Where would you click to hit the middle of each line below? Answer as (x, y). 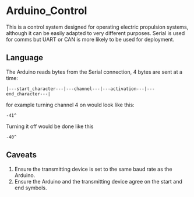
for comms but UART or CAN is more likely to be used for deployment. (90, 39)
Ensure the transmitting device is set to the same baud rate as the (93, 169)
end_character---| (28, 94)
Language (25, 58)
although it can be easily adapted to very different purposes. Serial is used (96, 33)
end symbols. (31, 188)
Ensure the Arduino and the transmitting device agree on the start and (98, 181)
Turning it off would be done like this (50, 126)
